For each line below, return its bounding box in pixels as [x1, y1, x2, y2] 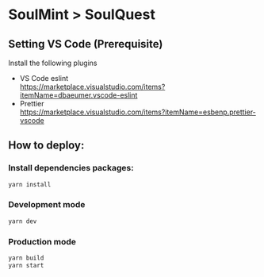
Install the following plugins [8, 58, 98, 67]
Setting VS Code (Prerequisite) [8, 37, 163, 51]
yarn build [8, 254, 44, 263]
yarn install [8, 180, 52, 188]
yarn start [8, 261, 44, 269]
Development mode [8, 199, 86, 210]
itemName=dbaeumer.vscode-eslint [19, 90, 138, 100]
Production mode [8, 236, 77, 247]
